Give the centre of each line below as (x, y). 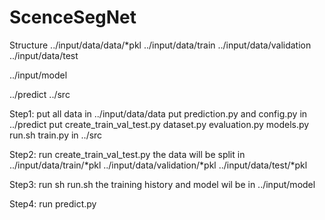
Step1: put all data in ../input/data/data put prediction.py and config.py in (158, 113)
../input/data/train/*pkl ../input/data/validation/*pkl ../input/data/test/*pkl (158, 165)
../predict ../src (40, 94)
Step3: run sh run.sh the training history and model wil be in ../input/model (162, 184)
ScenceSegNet (73, 17)
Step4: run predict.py (53, 203)
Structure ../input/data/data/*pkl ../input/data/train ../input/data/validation (160, 45)
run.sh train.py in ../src (56, 135)
